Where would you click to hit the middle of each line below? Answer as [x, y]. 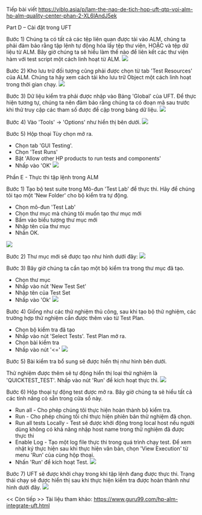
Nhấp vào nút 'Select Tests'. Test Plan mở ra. [71, 336]
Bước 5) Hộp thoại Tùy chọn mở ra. [50, 134]
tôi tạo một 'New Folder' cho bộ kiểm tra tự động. [67, 195]
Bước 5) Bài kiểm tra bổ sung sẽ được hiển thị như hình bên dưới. [87, 361]
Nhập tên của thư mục [43, 226]
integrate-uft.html [28, 505]
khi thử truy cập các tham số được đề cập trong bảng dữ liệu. [82, 110]
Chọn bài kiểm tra [37, 342]
